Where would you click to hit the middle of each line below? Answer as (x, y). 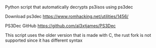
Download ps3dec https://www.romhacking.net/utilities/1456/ (67, 16)
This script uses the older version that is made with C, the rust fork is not (78, 35)
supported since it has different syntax (44, 40)
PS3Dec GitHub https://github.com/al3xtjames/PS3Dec (60, 26)
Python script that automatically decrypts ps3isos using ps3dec (69, 7)
